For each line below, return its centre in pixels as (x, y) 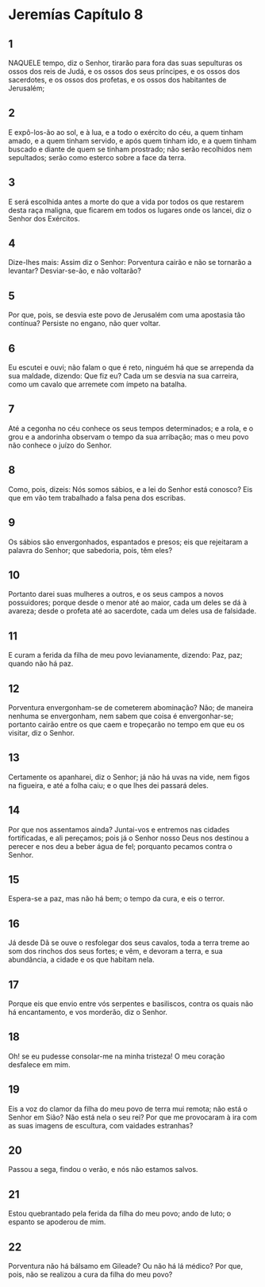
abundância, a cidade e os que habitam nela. (81, 960)
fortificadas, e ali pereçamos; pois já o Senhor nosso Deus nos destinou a (129, 838)
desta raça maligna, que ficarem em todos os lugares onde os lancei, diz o (130, 210)
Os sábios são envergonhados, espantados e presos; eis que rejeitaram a (128, 542)
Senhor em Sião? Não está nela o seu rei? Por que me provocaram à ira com (133, 1117)
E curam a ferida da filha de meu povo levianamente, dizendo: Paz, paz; (125, 655)
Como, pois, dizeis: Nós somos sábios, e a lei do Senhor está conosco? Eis (131, 489)
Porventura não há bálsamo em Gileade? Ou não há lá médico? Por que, (126, 1266)
